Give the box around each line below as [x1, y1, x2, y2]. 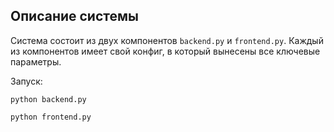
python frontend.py [10, 112, 92, 122]
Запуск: [10, 75, 43, 87]
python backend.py [10, 94, 87, 104]
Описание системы [10, 8, 139, 25]
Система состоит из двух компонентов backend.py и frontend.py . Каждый [10, 34, 324, 46]
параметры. [10, 55, 62, 68]
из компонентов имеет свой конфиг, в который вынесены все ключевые [10, 45, 321, 57]
